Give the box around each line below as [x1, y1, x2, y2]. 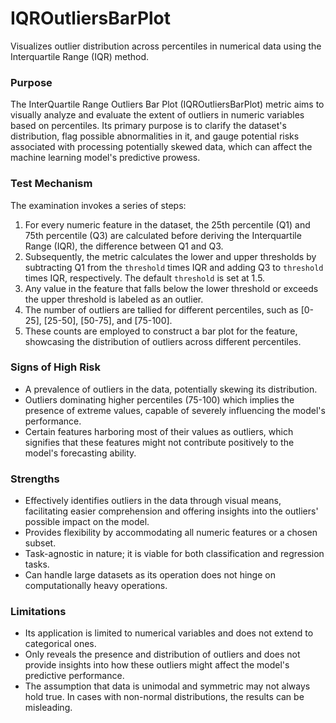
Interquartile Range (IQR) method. [10, 50, 150, 62]
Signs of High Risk [10, 360, 101, 374]
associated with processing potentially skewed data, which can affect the [10, 141, 313, 153]
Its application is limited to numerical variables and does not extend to [24, 627, 314, 639]
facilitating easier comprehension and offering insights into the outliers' [24, 505, 319, 517]
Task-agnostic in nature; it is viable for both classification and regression [24, 548, 325, 560]
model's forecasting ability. [24, 447, 137, 459]
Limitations [10, 605, 67, 619]
